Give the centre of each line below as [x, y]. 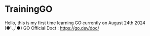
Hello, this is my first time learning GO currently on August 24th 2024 [75, 23]
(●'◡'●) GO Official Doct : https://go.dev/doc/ [52, 28]
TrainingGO [29, 9]
